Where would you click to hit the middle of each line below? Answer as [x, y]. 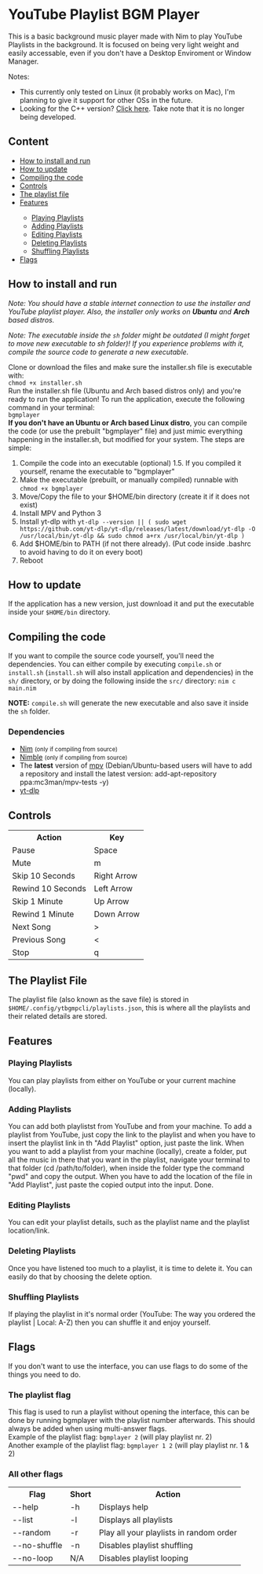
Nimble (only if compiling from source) [73, 758]
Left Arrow [113, 889]
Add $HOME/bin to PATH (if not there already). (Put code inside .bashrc [135, 544]
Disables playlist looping [143, 1558]
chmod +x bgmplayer [51, 488]
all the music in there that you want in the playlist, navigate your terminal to [129, 1160]
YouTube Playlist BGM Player [104, 15]
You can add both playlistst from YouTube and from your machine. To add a [130, 1126]
